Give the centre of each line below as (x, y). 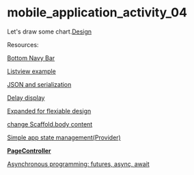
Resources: (23, 44)
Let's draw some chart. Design (50, 31)
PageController (29, 150)
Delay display (26, 98)
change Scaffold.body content (50, 124)
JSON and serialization (39, 84)
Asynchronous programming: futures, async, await (79, 164)
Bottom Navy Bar (31, 58)
